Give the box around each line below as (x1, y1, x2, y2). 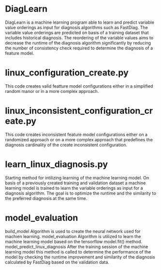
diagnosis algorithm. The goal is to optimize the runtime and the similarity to (5, 190, 156, 196)
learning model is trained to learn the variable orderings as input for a (5, 185, 143, 191)
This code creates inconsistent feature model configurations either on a (5, 132, 148, 137)
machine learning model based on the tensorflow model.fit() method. (5, 239, 143, 244)
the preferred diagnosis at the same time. (5, 195, 88, 201)
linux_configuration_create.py (5, 67, 129, 78)
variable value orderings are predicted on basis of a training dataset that (5, 30, 149, 35)
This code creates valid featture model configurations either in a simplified (5, 83, 153, 89)
